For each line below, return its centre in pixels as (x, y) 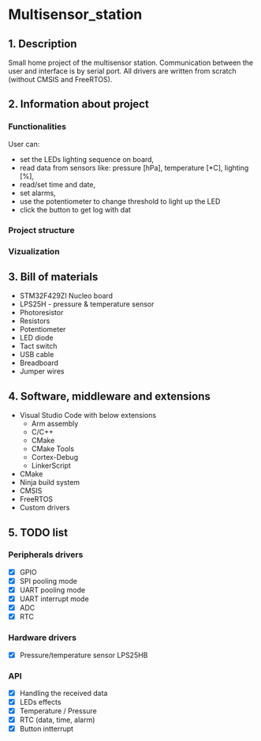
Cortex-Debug (55, 457)
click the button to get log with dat (75, 209)
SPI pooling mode (48, 581)
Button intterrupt (46, 729)
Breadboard (39, 363)
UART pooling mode (52, 589)
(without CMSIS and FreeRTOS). (60, 79)
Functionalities (37, 126)
